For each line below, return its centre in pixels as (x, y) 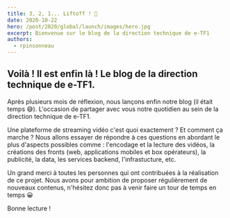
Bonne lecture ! (29, 208)
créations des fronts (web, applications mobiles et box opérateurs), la (107, 152)
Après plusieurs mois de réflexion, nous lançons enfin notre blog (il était (110, 101)
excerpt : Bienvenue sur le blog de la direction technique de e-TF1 (108, 33)
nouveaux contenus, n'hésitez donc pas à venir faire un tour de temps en (112, 187)
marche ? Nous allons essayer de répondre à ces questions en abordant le (114, 137)
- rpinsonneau (34, 46)
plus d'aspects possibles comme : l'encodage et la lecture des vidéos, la (111, 144)
